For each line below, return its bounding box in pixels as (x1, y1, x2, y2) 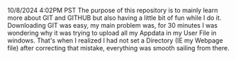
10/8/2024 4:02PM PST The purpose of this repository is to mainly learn (7, 6, 218, 14)
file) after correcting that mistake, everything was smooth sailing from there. (7, 44, 230, 52)
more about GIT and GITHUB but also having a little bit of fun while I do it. (7, 14, 222, 22)
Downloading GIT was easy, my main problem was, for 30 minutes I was (7, 21, 218, 29)
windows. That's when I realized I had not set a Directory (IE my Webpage (7, 36, 223, 45)
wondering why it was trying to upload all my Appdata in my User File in (7, 28, 217, 37)
